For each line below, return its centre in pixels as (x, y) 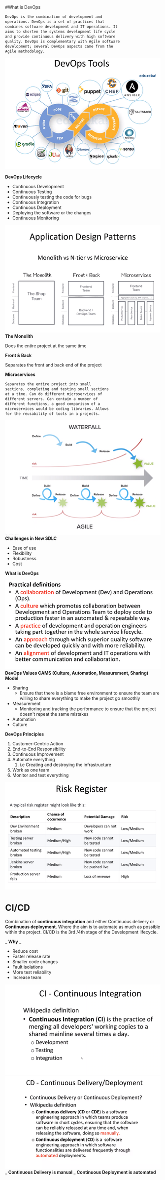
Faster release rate (31, 956)
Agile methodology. (25, 51)
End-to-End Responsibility (39, 749)
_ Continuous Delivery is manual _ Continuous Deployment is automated (81, 1172)
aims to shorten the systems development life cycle (60, 32)
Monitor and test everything (40, 775)
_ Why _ (13, 941)
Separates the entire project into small (48, 384)
